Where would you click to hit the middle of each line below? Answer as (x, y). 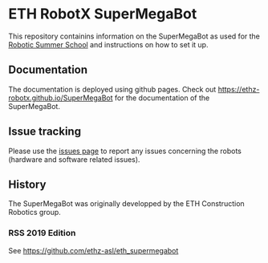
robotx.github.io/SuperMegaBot (61, 98)
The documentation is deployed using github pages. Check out (112, 89)
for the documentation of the (162, 98)
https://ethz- (239, 89)
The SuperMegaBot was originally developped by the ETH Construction (126, 204)
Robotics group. (35, 212)
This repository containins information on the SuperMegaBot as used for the (134, 36)
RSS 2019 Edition (42, 233)
